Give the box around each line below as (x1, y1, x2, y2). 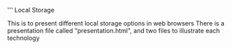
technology (7, 34, 40, 42)
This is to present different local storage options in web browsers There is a (7, 19, 225, 27)
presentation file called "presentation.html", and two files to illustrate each (7, 27, 221, 35)
